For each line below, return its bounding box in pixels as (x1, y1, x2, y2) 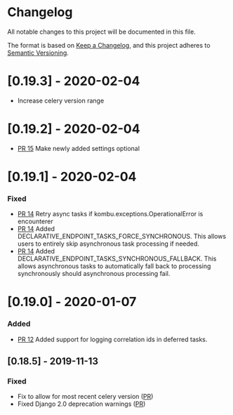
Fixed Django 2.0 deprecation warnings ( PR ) (17, 400, 146, 408)
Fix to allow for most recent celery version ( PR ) (17, 393, 154, 401)
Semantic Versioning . (7, 48, 69, 57)
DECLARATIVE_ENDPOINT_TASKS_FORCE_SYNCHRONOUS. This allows (17, 232, 227, 241)
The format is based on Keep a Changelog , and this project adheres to (7, 41, 211, 49)
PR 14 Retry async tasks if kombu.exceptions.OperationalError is (17, 210, 204, 218)
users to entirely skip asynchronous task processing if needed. (17, 239, 200, 248)
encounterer (17, 217, 54, 225)
